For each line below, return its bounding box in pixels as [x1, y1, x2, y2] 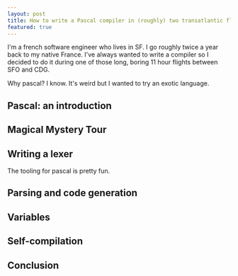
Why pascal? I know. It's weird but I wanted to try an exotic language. [7, 79, 210, 88]
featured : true [7, 23, 52, 30]
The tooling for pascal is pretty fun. [7, 166, 110, 175]
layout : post [7, 10, 46, 18]
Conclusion [7, 259, 59, 271]
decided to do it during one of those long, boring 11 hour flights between [7, 58, 218, 67]
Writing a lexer [7, 148, 73, 160]
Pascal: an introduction [7, 100, 112, 112]
